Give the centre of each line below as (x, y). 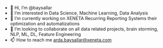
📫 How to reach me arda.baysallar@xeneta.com (61, 40)
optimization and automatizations (45, 23)
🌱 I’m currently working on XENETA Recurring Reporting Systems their (84, 18)
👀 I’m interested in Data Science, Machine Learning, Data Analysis (79, 13)
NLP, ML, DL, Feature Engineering (45, 34)
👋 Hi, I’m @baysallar (31, 8)
